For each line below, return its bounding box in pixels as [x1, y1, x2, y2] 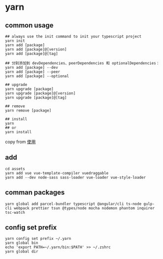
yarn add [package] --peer [5, 69, 60, 74]
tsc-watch [5, 210, 26, 215]
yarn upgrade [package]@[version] [5, 91, 76, 96]
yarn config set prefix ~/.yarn [5, 236, 71, 241]
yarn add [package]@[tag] [5, 51, 58, 56]
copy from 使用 [5, 139, 36, 144]
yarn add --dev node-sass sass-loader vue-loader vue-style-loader [5, 175, 146, 180]
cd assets [5, 166, 26, 171]
